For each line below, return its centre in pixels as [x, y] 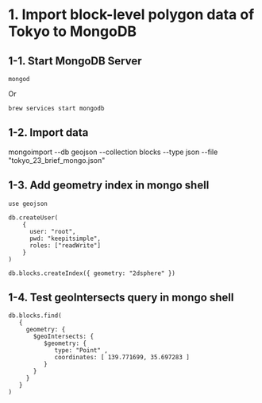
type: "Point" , [81, 351]
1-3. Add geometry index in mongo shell [109, 186]
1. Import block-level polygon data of [131, 15]
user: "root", [53, 231]
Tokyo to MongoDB [73, 31]
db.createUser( [33, 217]
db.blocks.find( [35, 316]
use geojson [28, 203]
